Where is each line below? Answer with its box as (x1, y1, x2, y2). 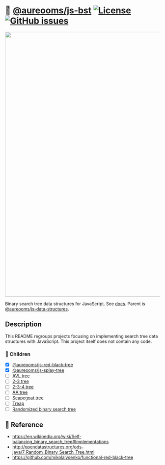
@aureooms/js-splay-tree (12, 367, 65, 373)
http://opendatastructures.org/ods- (12, 444, 84, 450)
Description (5, 320, 42, 329)
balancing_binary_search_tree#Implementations (12, 439, 109, 445)
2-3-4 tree (12, 384, 34, 390)
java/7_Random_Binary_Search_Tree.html (12, 449, 95, 455)
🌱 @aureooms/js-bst (5, 5, 92, 16)
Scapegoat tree (12, 395, 44, 401)
